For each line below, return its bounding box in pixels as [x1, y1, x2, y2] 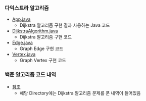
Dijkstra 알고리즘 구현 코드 [19, 34, 72, 40]
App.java [12, 16, 31, 22]
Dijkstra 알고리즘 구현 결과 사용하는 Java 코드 [19, 22, 110, 28]
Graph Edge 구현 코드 [19, 45, 64, 52]
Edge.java [12, 39, 33, 46]
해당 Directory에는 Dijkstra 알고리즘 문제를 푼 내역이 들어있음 [19, 90, 141, 96]
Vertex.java [12, 52, 36, 58]
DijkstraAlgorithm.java [12, 28, 59, 34]
